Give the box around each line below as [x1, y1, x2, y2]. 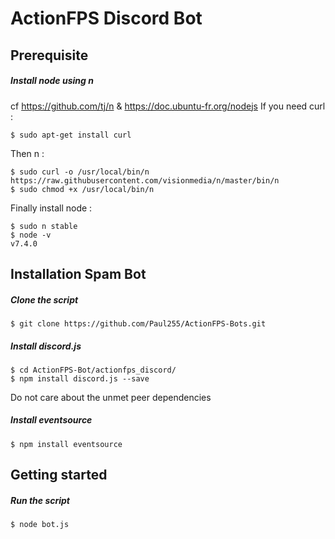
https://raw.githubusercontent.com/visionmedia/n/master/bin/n [10, 175, 280, 186]
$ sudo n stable [10, 221, 78, 231]
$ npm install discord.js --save [10, 373, 150, 384]
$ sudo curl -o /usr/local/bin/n [10, 167, 150, 177]
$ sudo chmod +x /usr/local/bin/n [10, 184, 155, 194]
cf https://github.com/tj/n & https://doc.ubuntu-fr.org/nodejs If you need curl [10, 100, 326, 112]
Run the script [10, 494, 71, 506]
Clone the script [10, 293, 79, 306]
